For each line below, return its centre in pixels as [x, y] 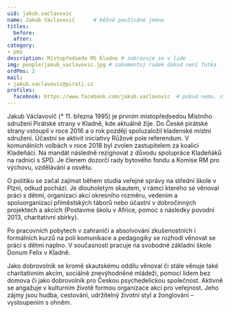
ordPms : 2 [21, 71]
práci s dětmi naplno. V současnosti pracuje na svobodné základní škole [109, 245]
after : [23, 39]
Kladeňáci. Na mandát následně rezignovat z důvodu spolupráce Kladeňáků [114, 153]
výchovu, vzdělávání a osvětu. [50, 167]
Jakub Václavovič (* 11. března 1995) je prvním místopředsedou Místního [110, 116]
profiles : [21, 90]
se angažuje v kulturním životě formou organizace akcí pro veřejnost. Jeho [113, 288]
